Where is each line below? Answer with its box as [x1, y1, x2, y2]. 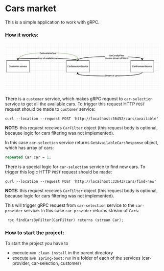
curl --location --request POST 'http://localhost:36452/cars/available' [5, 116, 159, 122]
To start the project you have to [5, 241, 69, 246]
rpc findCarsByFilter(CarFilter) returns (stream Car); [7, 218, 124, 223]
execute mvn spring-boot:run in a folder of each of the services [12, 255, 141, 261]
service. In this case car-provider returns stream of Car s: [23, 208, 140, 214]
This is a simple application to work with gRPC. [5, 19, 99, 25]
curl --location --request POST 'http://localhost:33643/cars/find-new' [5, 179, 157, 184]
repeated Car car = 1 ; [5, 155, 51, 160]
